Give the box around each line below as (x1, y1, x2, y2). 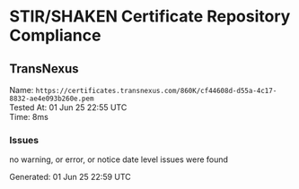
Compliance (9, 25, 101, 46)
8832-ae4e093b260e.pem (9, 94, 94, 103)
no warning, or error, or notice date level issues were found (9, 154, 229, 165)
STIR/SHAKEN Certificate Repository (9, 6, 291, 27)
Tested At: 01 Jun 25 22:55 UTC (9, 102, 128, 113)
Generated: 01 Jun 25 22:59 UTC (9, 172, 132, 183)
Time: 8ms (9, 112, 49, 122)
